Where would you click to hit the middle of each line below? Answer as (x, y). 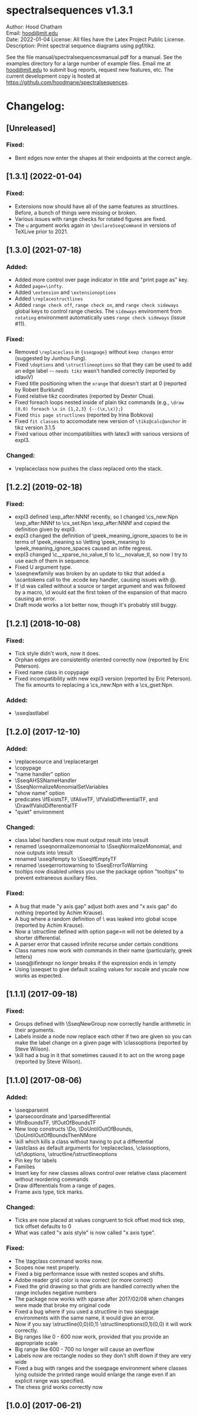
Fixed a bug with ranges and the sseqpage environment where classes (101, 1368)
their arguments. (35, 1030)
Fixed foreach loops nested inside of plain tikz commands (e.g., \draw (99, 402)
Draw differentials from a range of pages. (65, 1186)
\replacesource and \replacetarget (56, 761)
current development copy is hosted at (53, 76)
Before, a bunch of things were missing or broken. (76, 212)
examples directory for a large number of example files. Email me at (89, 63)
